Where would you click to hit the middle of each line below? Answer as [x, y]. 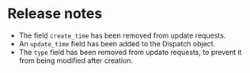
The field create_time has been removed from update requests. [122, 35]
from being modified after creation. [76, 60]
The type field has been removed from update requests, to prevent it [130, 52]
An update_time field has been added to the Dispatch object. [117, 43]
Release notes [55, 14]
